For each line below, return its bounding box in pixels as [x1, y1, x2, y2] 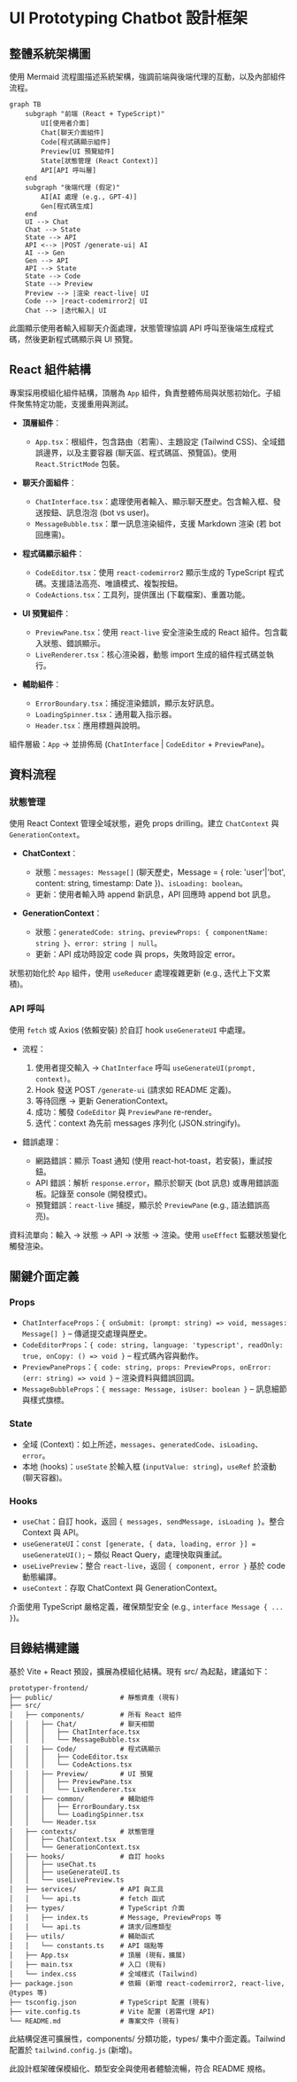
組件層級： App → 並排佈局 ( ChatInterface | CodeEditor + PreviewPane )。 [9, 738, 270, 749]
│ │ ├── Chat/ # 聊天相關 [9, 1719, 155, 1728]
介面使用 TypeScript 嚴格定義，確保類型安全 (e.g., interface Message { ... [9, 1602, 285, 1612]
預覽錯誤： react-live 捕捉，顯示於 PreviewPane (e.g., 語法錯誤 [34, 1199, 263, 1210]
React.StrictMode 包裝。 [34, 458, 126, 469]
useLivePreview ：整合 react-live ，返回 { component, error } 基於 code [21, 1561, 286, 1571]
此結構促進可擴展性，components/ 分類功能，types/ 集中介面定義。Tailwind [9, 2033, 286, 2044]
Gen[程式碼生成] [41, 202, 95, 211]
